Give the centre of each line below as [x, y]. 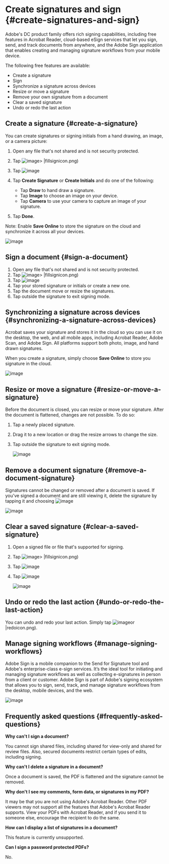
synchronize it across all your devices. [45, 231]
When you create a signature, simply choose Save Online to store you [78, 358]
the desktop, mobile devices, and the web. [49, 691]
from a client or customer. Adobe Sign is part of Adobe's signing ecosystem [84, 680]
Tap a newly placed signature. [44, 425]
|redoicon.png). [21, 627]
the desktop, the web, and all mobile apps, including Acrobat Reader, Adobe [84, 337]
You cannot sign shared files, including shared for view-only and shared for [83, 746]
